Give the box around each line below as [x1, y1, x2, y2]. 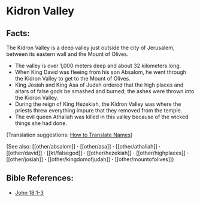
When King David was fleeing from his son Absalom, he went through [14, 69, 187, 76]
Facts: [6, 28, 30, 38]
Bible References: [6, 173, 74, 183]
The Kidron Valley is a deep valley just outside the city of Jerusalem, [6, 44, 175, 51]
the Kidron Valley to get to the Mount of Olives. [14, 75, 131, 82]
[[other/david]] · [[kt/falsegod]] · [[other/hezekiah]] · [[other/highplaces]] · [6, 149, 189, 156]
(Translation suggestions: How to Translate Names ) [6, 131, 133, 138]
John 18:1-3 [14, 189, 44, 196]
